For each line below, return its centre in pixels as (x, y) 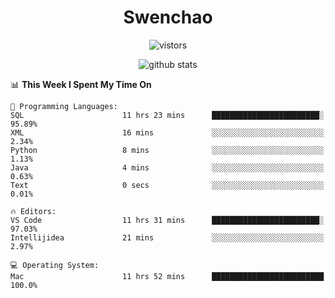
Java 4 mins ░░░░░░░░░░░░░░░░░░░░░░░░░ (167, 167)
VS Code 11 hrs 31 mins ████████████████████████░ (167, 220)
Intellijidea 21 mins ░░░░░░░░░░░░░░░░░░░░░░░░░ (167, 237)
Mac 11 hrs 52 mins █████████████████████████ (167, 276)
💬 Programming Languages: (64, 106)
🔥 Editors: (33, 211)
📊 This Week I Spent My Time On (81, 84)
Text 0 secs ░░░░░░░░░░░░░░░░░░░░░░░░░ (167, 185)
